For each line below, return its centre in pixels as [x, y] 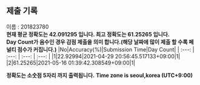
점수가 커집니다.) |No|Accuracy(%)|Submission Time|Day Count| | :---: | [106, 49]
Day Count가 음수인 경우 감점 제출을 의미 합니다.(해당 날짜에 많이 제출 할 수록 [97, 42]
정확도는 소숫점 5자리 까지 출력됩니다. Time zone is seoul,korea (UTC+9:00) [99, 75]
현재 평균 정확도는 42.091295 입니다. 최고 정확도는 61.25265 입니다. [88, 34]
